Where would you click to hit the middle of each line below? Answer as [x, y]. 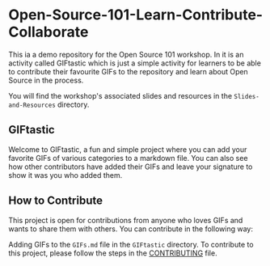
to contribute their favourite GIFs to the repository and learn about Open [128, 71]
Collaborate [49, 32]
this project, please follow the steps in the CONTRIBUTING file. [113, 253]
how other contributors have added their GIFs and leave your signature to [131, 167]
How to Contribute [56, 201]
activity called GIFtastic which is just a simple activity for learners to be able [135, 63]
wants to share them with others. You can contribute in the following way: [131, 229]
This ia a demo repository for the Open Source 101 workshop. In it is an [126, 54]
